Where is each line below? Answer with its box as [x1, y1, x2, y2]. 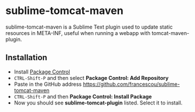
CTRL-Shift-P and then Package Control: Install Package [13, 93, 152, 100]
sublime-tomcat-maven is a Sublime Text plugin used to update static [5, 23, 173, 30]
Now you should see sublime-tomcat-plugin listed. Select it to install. [13, 99, 183, 106]
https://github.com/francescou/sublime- [83, 80, 180, 87]
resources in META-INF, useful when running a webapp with [5, 29, 150, 36]
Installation [5, 52, 47, 62]
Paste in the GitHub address [13, 80, 82, 87]
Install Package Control [13, 68, 70, 75]
